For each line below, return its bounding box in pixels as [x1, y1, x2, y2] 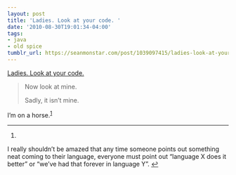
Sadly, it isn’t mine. [24, 96, 79, 104]
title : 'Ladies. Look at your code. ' [7, 17, 121, 24]
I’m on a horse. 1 [7, 110, 53, 119]
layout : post [7, 10, 46, 18]
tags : [7, 30, 23, 37]
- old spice [7, 43, 42, 50]
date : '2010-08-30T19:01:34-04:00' [7, 23, 112, 30]
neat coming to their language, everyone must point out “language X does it [7, 152, 227, 160]
